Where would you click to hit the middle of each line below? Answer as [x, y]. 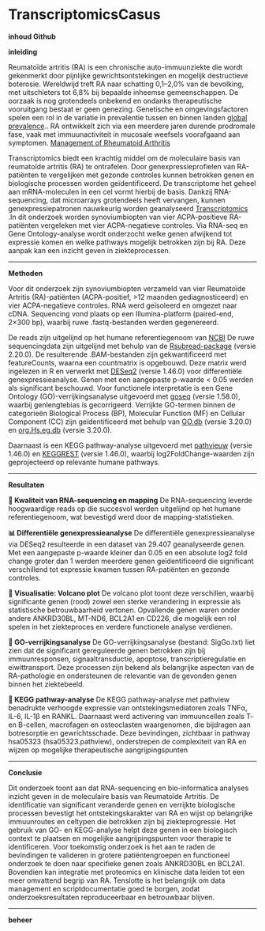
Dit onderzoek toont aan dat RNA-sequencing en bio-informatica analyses [129, 788]
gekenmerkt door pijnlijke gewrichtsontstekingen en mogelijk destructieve [128, 75]
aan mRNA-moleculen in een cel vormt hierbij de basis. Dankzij [110, 191]
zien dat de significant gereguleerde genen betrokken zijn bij [107, 650]
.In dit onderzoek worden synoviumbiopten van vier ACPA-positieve [118, 217]
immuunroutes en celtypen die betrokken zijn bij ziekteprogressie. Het [122, 821]
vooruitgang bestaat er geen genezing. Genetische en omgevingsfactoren [128, 109]
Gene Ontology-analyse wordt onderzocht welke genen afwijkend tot [120, 233]
